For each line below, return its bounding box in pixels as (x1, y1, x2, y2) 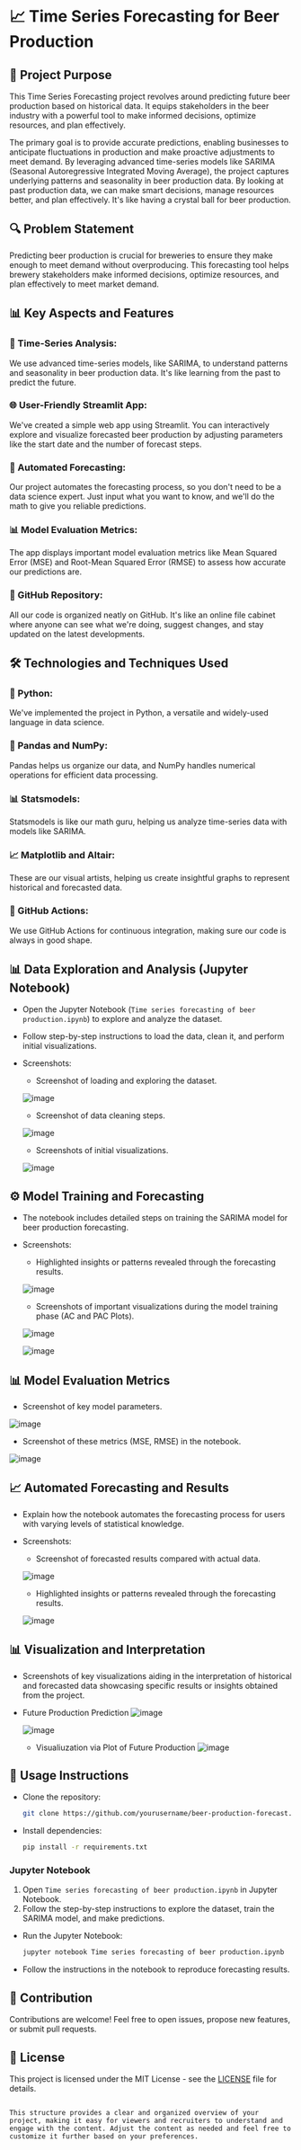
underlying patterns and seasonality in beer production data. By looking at (9, 175, 285, 186)
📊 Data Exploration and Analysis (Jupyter (9, 962, 249, 977)
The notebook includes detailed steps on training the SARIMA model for (22, 1213, 288, 1223)
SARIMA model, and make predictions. (22, 1913, 165, 1923)
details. (9, 2083, 37, 2093)
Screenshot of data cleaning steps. (35, 1110, 166, 1121)
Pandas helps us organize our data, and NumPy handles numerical (9, 760, 256, 770)
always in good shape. (9, 935, 93, 946)
